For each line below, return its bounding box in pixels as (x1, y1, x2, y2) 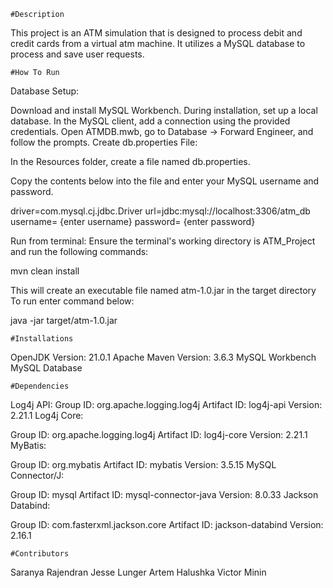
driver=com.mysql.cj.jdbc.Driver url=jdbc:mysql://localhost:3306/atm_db (10, 205, 311, 217)
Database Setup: (10, 85, 80, 97)
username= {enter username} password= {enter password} (10, 216, 256, 227)
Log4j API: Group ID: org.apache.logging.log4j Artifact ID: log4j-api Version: (10, 399, 323, 410)
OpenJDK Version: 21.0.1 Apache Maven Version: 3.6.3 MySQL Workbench (10, 351, 317, 363)
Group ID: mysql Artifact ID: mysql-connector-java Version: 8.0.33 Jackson (10, 489, 319, 500)
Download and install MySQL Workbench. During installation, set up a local (10, 105, 318, 116)
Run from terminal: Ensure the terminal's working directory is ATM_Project (10, 235, 316, 247)
